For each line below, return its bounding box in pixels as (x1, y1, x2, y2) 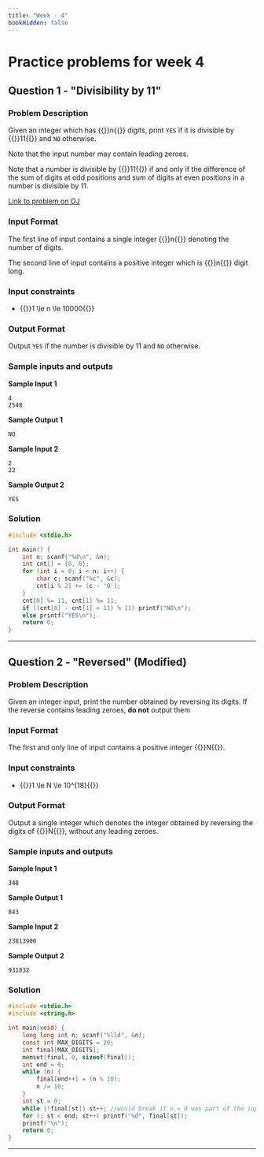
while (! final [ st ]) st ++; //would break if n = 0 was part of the (22, 1104, 244, 1112)
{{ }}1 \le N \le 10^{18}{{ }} (19, 780, 100, 790)
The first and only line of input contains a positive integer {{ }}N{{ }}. (8, 742, 225, 753)
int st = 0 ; (22, 1097, 61, 1105)
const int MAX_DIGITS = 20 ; (22, 1038, 114, 1047)
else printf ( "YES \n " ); (22, 612, 97, 619)
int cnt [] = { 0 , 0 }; (22, 560, 90, 568)
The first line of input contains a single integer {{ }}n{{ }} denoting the (8, 234, 229, 244)
